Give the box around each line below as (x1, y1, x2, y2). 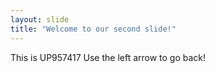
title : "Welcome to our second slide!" (10, 24, 177, 34)
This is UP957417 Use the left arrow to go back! (10, 51, 207, 63)
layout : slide (10, 14, 70, 25)
